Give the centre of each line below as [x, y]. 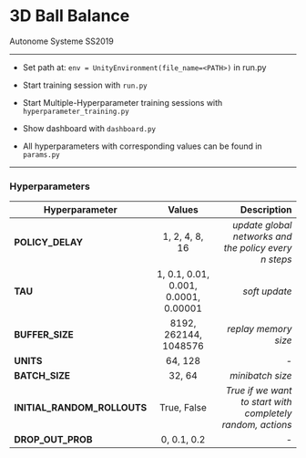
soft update [267, 291]
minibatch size [261, 376]
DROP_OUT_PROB [53, 440]
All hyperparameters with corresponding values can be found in [142, 146]
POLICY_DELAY [49, 243]
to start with [266, 402]
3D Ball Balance [70, 16]
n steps [276, 259]
